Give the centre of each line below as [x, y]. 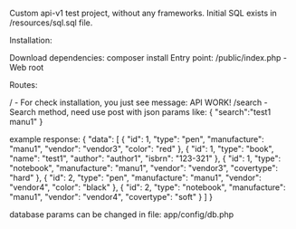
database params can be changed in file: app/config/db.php [122, 215]
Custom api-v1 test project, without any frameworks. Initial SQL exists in [143, 13]
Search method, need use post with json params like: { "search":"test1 [140, 112]
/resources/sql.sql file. [51, 23]
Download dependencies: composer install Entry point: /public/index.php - [148, 57]
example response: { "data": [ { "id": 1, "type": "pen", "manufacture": [137, 139]
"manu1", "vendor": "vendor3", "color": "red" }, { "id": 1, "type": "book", [142, 149]
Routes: [24, 85]
